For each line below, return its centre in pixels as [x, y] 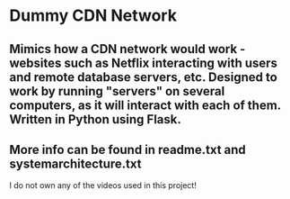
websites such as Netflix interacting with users [144, 63]
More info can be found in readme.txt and [128, 149]
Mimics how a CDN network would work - [127, 49]
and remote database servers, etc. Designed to [144, 77]
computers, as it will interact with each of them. [145, 105]
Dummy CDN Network [93, 16]
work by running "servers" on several [117, 91]
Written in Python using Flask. [96, 119]
